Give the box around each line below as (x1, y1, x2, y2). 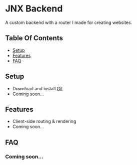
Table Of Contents (5, 34, 63, 42)
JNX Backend (5, 3, 63, 14)
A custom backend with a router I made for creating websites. (5, 19, 132, 25)
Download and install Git (12, 85, 63, 91)
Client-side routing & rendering (12, 118, 76, 125)
